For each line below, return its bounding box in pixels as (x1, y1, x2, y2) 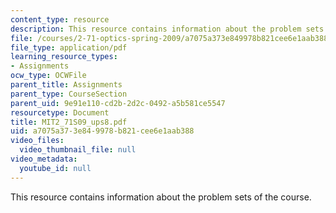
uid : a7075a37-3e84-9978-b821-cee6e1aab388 (10, 126, 195, 136)
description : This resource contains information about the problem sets (10, 24, 325, 34)
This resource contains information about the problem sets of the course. (10, 191, 312, 203)
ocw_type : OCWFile (10, 71, 87, 81)
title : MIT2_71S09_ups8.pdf (10, 117, 128, 127)
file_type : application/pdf (10, 42, 128, 53)
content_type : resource (10, 14, 110, 25)
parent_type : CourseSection (10, 89, 128, 99)
